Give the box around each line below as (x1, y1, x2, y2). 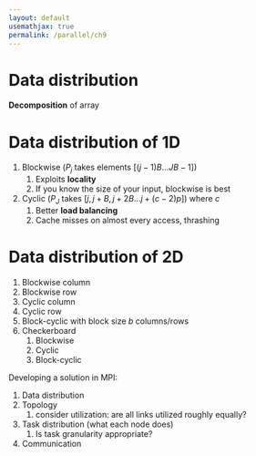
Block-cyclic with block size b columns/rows (21, 316, 189, 326)
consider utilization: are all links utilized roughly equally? (35, 409, 247, 420)
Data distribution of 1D (8, 131, 181, 152)
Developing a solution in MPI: (8, 371, 118, 383)
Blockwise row (21, 286, 77, 297)
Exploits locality (35, 174, 97, 185)
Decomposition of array (8, 99, 99, 110)
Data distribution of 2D (8, 247, 184, 267)
